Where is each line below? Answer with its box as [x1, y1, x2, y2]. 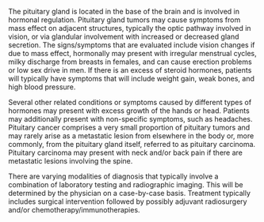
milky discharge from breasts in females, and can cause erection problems [8, 57, 252, 66]
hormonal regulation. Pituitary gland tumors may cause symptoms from [8, 15, 241, 24]
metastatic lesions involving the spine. [8, 156, 133, 165]
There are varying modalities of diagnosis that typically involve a [8, 171, 219, 181]
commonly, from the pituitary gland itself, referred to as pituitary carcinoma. [8, 140, 256, 149]
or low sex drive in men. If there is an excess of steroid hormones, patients [8, 66, 252, 74]
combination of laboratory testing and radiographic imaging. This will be [8, 180, 243, 189]
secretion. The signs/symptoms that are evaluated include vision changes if [8, 40, 255, 50]
